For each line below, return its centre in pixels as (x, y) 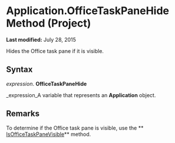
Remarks (23, 114)
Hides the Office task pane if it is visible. (55, 51)
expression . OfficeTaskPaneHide (47, 84)
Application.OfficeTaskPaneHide (88, 11)
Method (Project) (49, 23)
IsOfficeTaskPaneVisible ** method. (49, 134)
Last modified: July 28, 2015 (41, 39)
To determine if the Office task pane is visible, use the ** (75, 128)
